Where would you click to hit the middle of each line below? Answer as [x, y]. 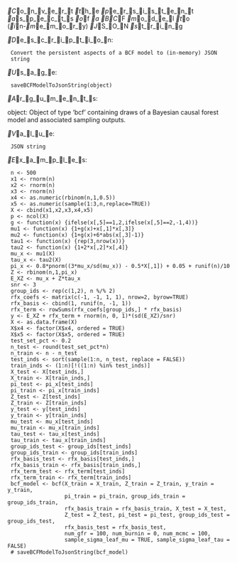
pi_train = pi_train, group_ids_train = [125, 496]
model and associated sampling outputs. [67, 120]
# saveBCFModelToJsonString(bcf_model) [70, 552]
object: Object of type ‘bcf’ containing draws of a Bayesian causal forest [113, 112]
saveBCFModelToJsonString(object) [61, 85]
